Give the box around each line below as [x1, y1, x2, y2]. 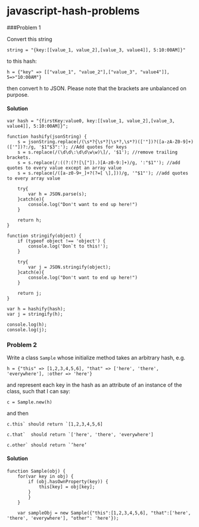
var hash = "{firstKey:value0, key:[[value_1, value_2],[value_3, [7, 118, 175, 124]
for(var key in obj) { [17, 473, 74, 479]
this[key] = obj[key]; [38, 483, 95, 490]
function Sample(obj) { [7, 468, 66, 474]
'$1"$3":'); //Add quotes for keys [38, 144, 128, 150]
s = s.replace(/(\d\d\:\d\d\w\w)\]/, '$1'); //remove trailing [17, 149, 178, 156]
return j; [17, 291, 42, 297]
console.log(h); [7, 322, 47, 328]
